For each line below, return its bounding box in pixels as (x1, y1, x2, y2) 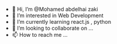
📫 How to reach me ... (11, 32, 68, 38)
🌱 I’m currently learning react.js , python (11, 18, 112, 25)
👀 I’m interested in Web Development (11, 12, 104, 19)
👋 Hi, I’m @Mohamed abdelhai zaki (11, 6, 98, 12)
